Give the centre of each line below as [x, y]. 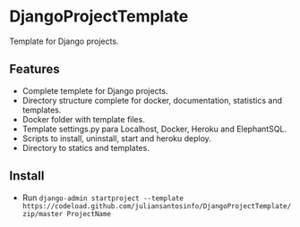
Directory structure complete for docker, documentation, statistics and [152, 100]
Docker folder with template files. [83, 119]
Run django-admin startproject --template [103, 198]
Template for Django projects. [64, 41]
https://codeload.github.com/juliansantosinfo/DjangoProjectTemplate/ [157, 206]
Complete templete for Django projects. [95, 90]
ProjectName [89, 214]
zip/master [43, 214]
